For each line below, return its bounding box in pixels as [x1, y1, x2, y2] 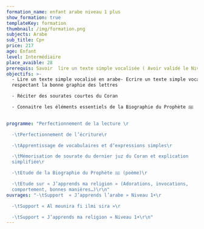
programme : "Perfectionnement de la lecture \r [6, 121, 129, 127]
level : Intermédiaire [6, 54, 61, 60]
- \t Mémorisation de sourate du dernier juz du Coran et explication [12, 153, 189, 159]
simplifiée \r [12, 159, 45, 165]
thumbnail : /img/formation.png [6, 25, 86, 32]
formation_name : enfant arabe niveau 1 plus [6, 8, 121, 15]
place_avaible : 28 [6, 59, 53, 65]
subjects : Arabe [6, 32, 47, 38]
